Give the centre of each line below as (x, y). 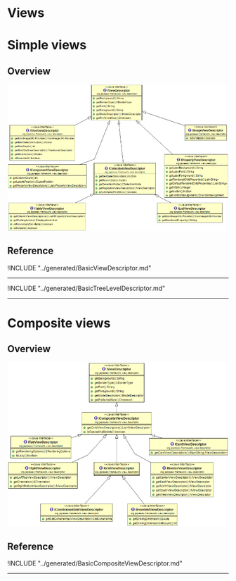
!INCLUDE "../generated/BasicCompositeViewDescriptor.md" (95, 563)
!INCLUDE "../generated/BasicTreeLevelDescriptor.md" (86, 288)
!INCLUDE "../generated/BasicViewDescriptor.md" (79, 268)
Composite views (59, 323)
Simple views (47, 45)
